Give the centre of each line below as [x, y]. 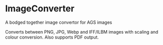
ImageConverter [40, 9]
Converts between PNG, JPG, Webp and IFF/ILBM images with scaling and [82, 32]
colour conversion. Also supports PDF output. [52, 37]
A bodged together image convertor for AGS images [59, 22]
